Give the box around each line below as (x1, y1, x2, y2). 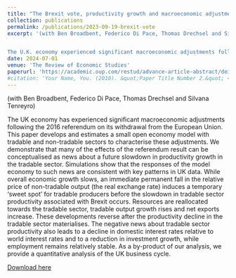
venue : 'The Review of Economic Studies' (7, 62, 131, 69)
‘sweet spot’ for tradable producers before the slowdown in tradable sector (7, 190, 225, 198)
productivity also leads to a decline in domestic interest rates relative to (7, 227, 214, 235)
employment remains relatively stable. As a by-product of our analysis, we (7, 241, 222, 250)
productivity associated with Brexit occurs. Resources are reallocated (7, 197, 209, 206)
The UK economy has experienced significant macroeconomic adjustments (7, 115, 225, 124)
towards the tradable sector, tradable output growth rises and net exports (7, 204, 220, 213)
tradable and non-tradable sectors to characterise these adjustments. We (7, 138, 220, 146)
